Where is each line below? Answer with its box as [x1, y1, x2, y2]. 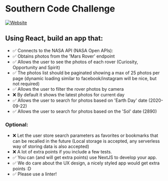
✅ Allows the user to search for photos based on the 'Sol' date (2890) [12, 108, 157, 114]
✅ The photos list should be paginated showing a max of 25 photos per [12, 70, 160, 76]
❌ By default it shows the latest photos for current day [12, 91, 125, 98]
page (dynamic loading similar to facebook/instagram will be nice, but [12, 75, 157, 81]
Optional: [5, 121, 29, 128]
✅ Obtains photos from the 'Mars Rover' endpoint [12, 53, 115, 59]
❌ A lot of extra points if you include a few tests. [12, 149, 112, 155]
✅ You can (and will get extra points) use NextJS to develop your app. [12, 154, 157, 160]
